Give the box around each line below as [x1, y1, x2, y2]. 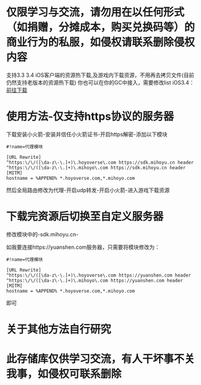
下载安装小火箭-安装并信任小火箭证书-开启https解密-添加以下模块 [6, 130, 167, 138]
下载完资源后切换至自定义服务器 [6, 210, 164, 224]
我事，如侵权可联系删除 [6, 367, 122, 381]
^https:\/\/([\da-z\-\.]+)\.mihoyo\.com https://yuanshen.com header [6, 277, 184, 284]
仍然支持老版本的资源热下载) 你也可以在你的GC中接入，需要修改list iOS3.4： [6, 79, 194, 86]
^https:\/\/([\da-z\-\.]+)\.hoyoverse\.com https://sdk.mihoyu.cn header [6, 160, 194, 166]
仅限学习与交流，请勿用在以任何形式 [6, 5, 185, 19]
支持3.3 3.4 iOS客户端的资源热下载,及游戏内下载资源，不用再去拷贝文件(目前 [6, 71, 194, 79]
